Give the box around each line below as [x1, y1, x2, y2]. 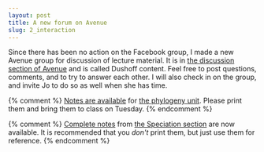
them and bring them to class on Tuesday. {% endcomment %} [8, 104, 213, 114]
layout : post [8, 11, 51, 20]
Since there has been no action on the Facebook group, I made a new [8, 48, 234, 57]
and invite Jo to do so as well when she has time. [8, 81, 168, 90]
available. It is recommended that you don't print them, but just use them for [8, 128, 255, 137]
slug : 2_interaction [8, 26, 76, 34]
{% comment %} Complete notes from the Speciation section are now [8, 119, 235, 129]
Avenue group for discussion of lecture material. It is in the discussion [8, 56, 235, 65]
